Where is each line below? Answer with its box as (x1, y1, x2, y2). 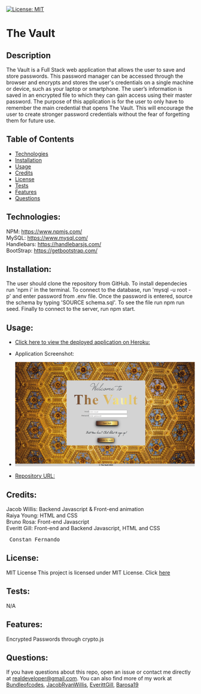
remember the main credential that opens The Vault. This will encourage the (6, 105, 194, 111)
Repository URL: (14, 472, 56, 479)
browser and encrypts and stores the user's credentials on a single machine (6, 79, 194, 86)
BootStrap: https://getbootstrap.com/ (6, 247, 98, 254)
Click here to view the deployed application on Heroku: (14, 338, 151, 346)
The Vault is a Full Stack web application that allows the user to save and (6, 66, 185, 73)
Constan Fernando (9, 536, 60, 543)
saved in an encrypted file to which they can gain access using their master (6, 91, 193, 99)
